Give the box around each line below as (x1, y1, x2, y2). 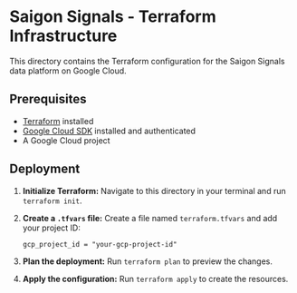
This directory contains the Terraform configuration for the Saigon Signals (9, 55, 285, 66)
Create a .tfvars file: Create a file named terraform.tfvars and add (22, 212, 278, 223)
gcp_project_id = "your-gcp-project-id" (22, 239, 177, 249)
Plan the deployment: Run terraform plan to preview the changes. (22, 256, 273, 267)
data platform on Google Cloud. (9, 65, 127, 76)
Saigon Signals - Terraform (9, 6, 216, 27)
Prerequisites (9, 92, 87, 107)
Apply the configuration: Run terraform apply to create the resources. (22, 273, 289, 284)
